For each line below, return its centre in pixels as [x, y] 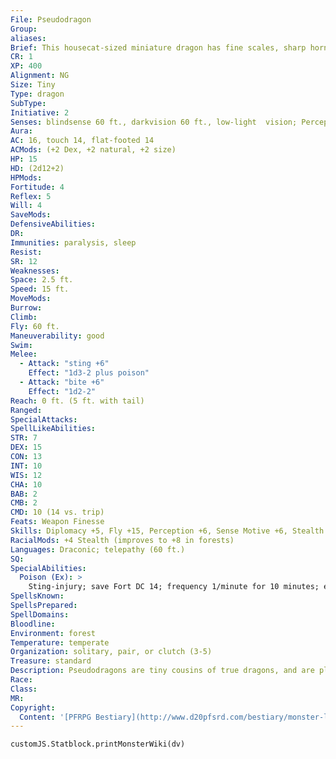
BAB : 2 [24, 494]
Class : [24, 689]
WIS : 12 [26, 475]
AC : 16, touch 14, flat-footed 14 [82, 141]
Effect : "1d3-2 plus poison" [89, 373]
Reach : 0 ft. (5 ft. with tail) [77, 401]
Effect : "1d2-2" [62, 391]
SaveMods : [31, 215]
